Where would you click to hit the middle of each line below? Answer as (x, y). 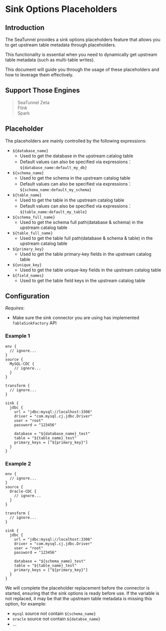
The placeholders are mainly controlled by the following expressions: (76, 141)
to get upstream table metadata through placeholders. (61, 45)
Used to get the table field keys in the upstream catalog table (83, 280)
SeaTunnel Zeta (33, 102)
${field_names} (28, 275)
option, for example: (26, 604)
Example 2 (18, 463)
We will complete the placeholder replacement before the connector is (78, 588)
